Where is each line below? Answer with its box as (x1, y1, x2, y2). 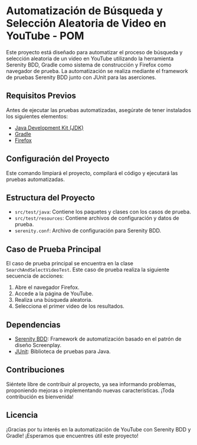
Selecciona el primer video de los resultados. (14, 302, 125, 310)
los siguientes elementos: (6, 113, 68, 120)
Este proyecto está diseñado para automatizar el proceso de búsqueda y (6, 48, 183, 55)
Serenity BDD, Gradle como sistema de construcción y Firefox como (6, 61, 172, 68)
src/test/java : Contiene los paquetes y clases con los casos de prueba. (14, 208, 192, 216)
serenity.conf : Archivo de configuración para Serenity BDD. (14, 227, 162, 234)
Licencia (6, 410, 38, 420)
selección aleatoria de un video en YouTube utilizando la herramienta (6, 55, 174, 62)
